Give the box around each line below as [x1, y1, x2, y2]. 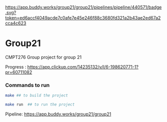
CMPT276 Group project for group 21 [5, 54, 81, 60]
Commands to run [5, 81, 50, 88]
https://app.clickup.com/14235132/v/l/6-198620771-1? [27, 63, 139, 69]
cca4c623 [5, 20, 26, 26]
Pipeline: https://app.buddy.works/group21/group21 [5, 111, 111, 117]
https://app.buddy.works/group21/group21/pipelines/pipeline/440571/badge [5, 4, 162, 10]
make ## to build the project [5, 93, 68, 98]
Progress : [5, 63, 26, 69]
